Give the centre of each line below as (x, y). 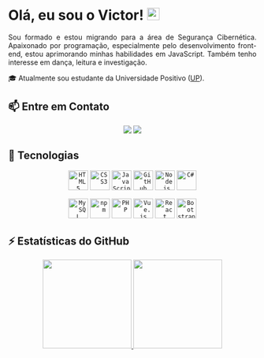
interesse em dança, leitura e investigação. (78, 62)
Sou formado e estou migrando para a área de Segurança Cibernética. (132, 37)
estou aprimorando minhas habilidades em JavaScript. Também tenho (141, 54)
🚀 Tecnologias (44, 156)
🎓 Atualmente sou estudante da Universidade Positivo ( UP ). (106, 78)
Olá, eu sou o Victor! (76, 15)
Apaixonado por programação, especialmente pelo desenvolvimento (122, 45)
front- (247, 45)
